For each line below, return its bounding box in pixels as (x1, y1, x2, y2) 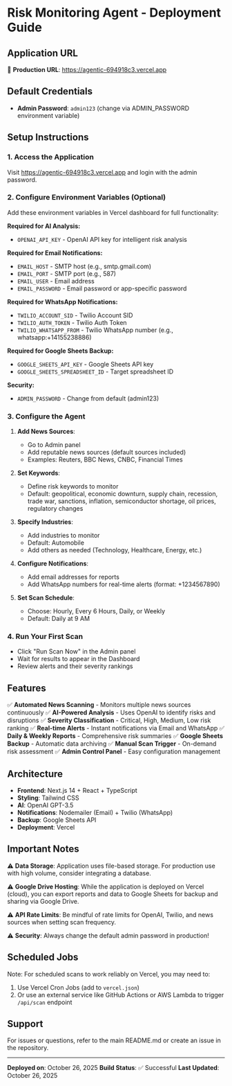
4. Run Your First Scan (7, 632, 84, 642)
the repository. (7, 1044, 49, 1052)
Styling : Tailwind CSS (17, 794, 79, 802)
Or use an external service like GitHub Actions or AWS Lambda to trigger (17, 990, 224, 999)
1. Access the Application (7, 152, 95, 162)
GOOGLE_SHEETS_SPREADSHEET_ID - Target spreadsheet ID (17, 367, 174, 376)
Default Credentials (7, 85, 93, 98)
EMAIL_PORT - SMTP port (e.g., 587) (17, 269, 116, 278)
